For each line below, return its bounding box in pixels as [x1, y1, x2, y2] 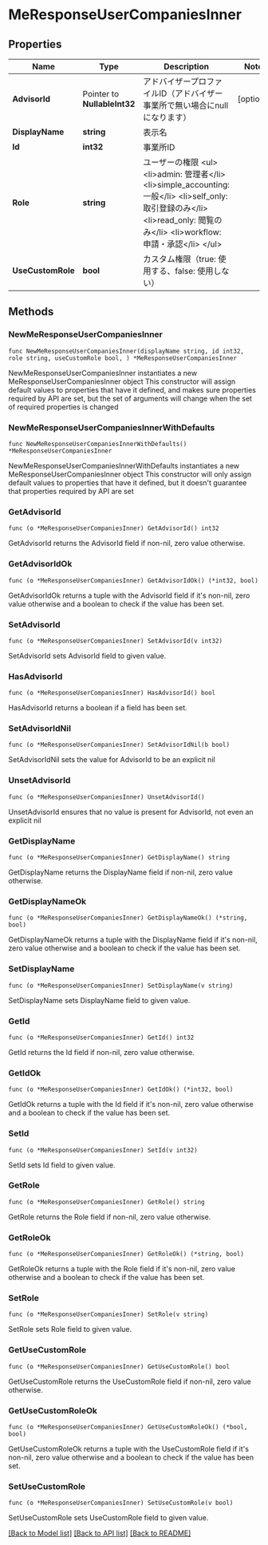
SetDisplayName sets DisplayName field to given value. [8, 995, 191, 1005]
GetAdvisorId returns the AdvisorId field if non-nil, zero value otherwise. [8, 539, 246, 548]
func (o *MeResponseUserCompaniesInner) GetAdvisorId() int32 [8, 524, 219, 532]
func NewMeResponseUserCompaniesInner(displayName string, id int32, [8, 347, 245, 355]
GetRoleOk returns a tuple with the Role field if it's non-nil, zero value [8, 1264, 236, 1274]
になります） [143, 112, 191, 123]
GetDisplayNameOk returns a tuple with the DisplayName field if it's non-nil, [8, 935, 258, 945]
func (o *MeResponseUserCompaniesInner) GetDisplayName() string [8, 854, 230, 862]
